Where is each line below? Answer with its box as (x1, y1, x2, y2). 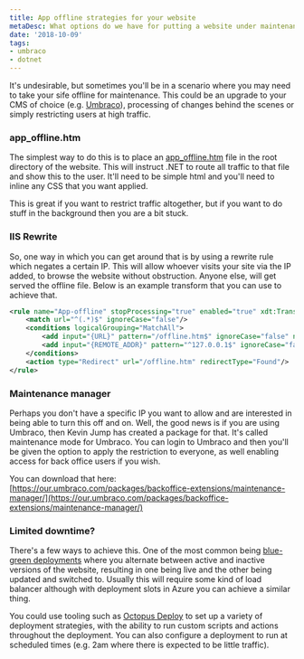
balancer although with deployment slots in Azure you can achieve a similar (9, 584, 291, 595)
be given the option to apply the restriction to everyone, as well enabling (9, 446, 279, 457)
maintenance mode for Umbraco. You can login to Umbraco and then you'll (9, 436, 290, 447)
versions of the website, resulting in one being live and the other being (9, 564, 272, 575)
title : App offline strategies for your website (9, 13, 196, 23)
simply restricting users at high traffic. (9, 109, 151, 119)
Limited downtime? (9, 524, 96, 537)
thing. (9, 593, 32, 604)
